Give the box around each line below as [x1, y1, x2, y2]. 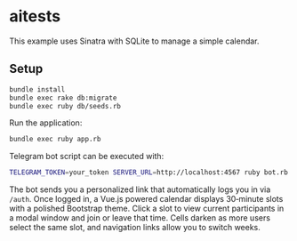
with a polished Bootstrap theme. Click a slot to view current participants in [9, 203, 285, 214]
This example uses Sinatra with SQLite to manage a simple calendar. [9, 36, 260, 46]
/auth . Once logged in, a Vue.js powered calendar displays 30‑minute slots [9, 194, 284, 205]
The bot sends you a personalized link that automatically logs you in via [9, 184, 271, 195]
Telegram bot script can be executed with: [9, 151, 165, 162]
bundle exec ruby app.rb [9, 135, 101, 144]
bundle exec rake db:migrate [9, 93, 117, 102]
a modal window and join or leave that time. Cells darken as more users [9, 213, 271, 223]
